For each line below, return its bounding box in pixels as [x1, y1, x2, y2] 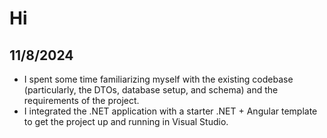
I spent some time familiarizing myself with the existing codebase [23, 73, 294, 85]
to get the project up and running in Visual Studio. [23, 116, 229, 127]
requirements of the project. [23, 95, 140, 106]
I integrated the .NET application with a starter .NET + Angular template [23, 105, 318, 117]
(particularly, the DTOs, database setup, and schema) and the [23, 84, 279, 96]
